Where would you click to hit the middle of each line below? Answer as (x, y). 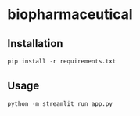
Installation (35, 43)
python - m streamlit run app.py (60, 103)
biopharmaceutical (70, 14)
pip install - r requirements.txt (62, 61)
